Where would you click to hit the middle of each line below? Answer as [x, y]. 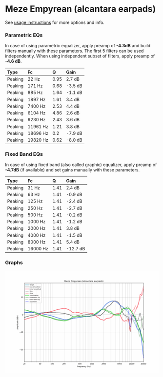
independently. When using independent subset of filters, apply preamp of [80, 56]
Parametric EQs [24, 35]
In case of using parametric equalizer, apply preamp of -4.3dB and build [78, 46]
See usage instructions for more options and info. [55, 22]
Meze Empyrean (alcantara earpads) [81, 9]
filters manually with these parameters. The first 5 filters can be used [74, 51]
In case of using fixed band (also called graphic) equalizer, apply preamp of [81, 165]
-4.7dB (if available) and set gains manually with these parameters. [72, 170]
